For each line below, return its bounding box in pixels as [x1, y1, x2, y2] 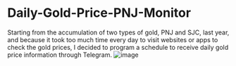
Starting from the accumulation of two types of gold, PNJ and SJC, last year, [7, 28, 230, 37]
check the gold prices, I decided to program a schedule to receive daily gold [7, 43, 229, 51]
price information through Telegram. [7, 51, 113, 59]
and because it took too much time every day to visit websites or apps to [7, 35, 218, 44]
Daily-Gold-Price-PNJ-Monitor [7, 5, 192, 21]
